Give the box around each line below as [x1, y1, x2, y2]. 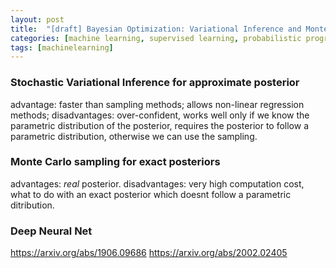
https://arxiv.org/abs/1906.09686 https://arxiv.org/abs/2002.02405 [10, 247, 288, 259]
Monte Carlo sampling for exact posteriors [10, 155, 221, 169]
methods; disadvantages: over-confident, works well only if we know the [10, 109, 310, 121]
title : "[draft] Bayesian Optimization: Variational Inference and [10, 24, 302, 34]
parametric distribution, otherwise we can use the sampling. [10, 130, 258, 142]
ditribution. [10, 199, 55, 211]
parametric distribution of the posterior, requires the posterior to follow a [10, 119, 309, 131]
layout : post [10, 14, 65, 25]
